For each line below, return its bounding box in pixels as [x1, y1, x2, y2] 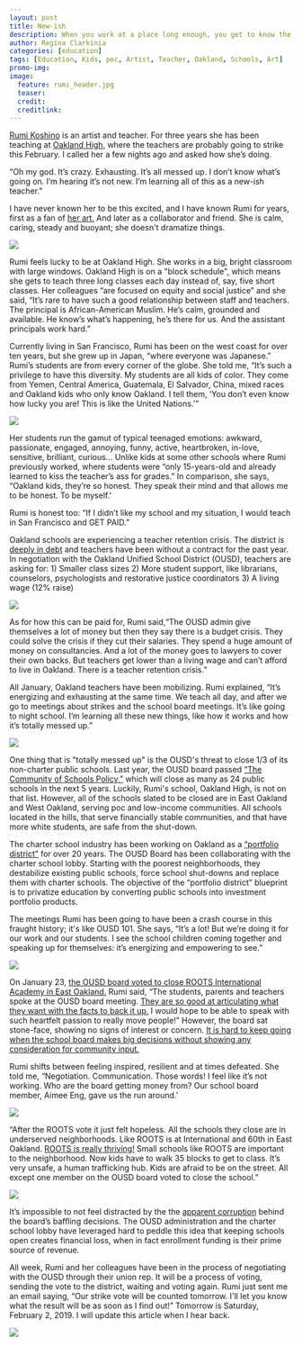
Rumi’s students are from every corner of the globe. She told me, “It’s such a [9, 360, 292, 371]
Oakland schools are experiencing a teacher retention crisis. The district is [9, 535, 285, 546]
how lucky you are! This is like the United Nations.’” [9, 398, 200, 410]
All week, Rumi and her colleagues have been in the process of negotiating [9, 1262, 287, 1273]
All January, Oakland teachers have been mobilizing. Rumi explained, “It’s [9, 682, 281, 693]
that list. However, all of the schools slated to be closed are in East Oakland [9, 793, 288, 804]
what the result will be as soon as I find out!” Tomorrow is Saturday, [9, 1300, 259, 1311]
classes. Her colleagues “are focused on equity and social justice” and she [9, 285, 286, 296]
